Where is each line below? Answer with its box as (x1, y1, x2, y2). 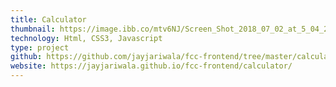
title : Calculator (10, 14, 87, 25)
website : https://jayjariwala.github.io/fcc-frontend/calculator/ (10, 61, 293, 71)
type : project (10, 42, 70, 53)
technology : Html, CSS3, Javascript (10, 33, 163, 43)
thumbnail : (10, 24, 56, 34)
